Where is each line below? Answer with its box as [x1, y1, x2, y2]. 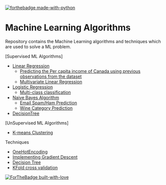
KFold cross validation [12, 164, 58, 171]
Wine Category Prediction [19, 105, 73, 111]
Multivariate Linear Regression [19, 78, 83, 84]
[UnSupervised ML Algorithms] [5, 120, 69, 126]
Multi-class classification [19, 89, 71, 95]
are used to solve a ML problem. [5, 44, 71, 50]
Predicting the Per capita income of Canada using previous [19, 68, 141, 74]
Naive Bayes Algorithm [12, 94, 60, 100]
